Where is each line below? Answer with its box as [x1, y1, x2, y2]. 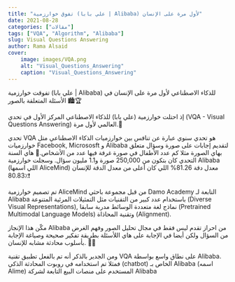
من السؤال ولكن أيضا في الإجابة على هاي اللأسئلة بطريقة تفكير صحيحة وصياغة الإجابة [8, 231, 229, 239]
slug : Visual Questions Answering [8, 36, 109, 43]
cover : [8, 50, 27, 57]
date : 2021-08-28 [8, 17, 59, 24]
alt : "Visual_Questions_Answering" [20, 62, 124, 69]
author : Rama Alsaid [8, 43, 69, 50]
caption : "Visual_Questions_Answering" [20, 69, 137, 76]
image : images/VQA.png [20, 56, 87, 63]
